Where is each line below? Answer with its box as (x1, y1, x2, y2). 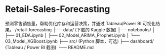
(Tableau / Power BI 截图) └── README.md (5, 44, 94, 50)
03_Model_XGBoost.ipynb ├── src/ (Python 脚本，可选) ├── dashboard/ (5, 38, 154, 44)
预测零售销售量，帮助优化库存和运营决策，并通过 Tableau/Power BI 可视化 (5, 20, 156, 26)
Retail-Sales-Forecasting (5, 3, 110, 15)
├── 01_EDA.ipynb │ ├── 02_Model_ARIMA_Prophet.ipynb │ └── (5, 32, 140, 38)
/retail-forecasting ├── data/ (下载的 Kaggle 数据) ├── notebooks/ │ (14, 26, 156, 33)
